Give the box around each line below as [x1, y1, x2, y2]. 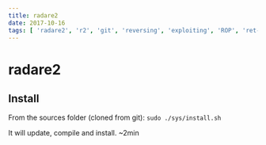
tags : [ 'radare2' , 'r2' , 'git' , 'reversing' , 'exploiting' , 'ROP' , [8, 26, 239, 34]
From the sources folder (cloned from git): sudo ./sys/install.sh [8, 113, 222, 123]
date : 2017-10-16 [8, 19, 66, 27]
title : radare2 [8, 11, 59, 20]
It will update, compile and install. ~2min [8, 128, 140, 138]
